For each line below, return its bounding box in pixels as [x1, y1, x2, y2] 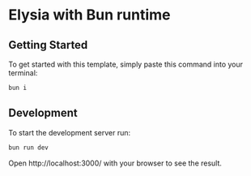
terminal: [8, 68, 38, 78]
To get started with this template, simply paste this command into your [8, 59, 244, 69]
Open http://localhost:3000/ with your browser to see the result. [8, 158, 223, 168]
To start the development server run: [8, 127, 131, 137]
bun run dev [8, 144, 49, 152]
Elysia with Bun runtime [8, 6, 172, 24]
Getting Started [8, 38, 88, 52]
